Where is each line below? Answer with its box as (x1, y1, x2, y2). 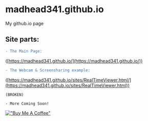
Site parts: (5, 35, 39, 44)
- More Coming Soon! (5, 101, 50, 106)
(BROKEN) (5, 92, 24, 97)
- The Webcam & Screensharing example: (5, 68, 91, 73)
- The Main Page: (5, 48, 43, 54)
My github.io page (5, 20, 44, 26)
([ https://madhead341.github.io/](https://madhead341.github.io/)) (5, 57, 143, 64)
